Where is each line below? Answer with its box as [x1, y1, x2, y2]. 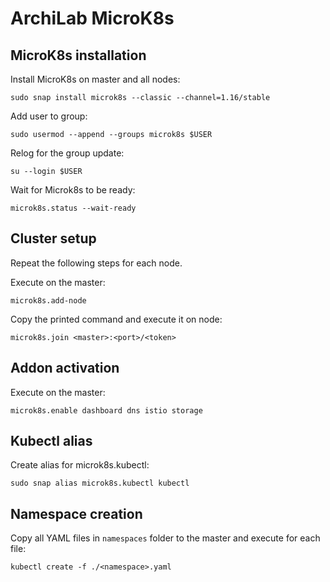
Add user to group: [10, 110, 88, 122]
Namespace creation [10, 505, 143, 522]
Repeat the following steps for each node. [10, 257, 183, 269]
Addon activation [10, 360, 120, 377]
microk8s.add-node [10, 295, 87, 306]
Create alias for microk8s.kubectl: [10, 459, 150, 471]
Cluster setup [10, 230, 97, 247]
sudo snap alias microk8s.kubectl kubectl [10, 478, 190, 489]
